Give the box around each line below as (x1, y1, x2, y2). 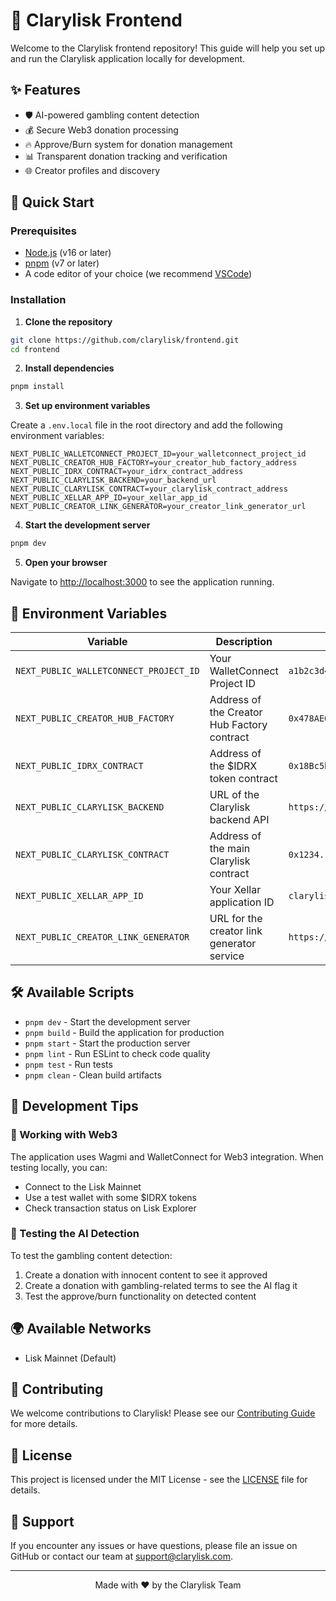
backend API (209, 813, 270, 827)
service (209, 949, 245, 963)
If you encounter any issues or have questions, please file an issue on (10, 1540, 298, 1552)
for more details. (10, 1418, 78, 1430)
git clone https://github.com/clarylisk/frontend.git (10, 335, 240, 345)
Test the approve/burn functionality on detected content (24, 1290, 257, 1302)
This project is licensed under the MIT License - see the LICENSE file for (10, 1474, 308, 1486)
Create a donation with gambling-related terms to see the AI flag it (24, 1279, 298, 1291)
